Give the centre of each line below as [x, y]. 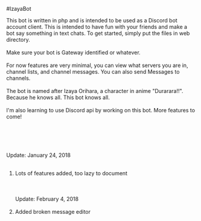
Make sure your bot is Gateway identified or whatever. [73, 53]
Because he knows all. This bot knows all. [58, 97]
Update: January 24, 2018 [39, 155]
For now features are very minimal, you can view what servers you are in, [97, 65]
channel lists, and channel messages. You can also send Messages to [93, 72]
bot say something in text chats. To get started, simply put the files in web [98, 33]
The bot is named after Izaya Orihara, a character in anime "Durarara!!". [95, 91]
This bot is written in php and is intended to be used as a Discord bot [92, 20]
